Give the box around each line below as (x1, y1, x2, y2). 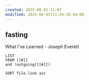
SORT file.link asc (5, 71, 46, 76)
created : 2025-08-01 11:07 (5, 7, 62, 12)
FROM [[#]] (5, 58, 28, 63)
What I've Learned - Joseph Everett (5, 43, 79, 50)
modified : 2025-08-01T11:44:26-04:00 (5, 12, 84, 17)
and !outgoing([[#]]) (5, 62, 51, 67)
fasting (5, 30, 28, 39)
